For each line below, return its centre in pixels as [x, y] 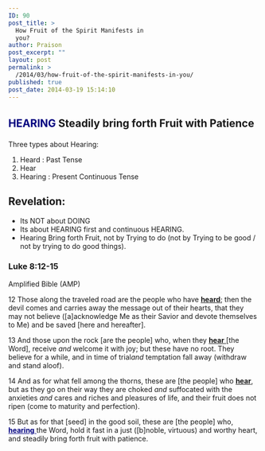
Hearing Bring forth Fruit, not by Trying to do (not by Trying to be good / [138, 237]
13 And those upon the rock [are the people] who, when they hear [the [124, 340]
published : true [35, 82]
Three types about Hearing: [54, 144]
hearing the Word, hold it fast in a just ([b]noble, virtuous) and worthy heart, [133, 430]
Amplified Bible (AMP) [45, 284]
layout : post [30, 60]
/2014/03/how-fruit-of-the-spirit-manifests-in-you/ [105, 75]
